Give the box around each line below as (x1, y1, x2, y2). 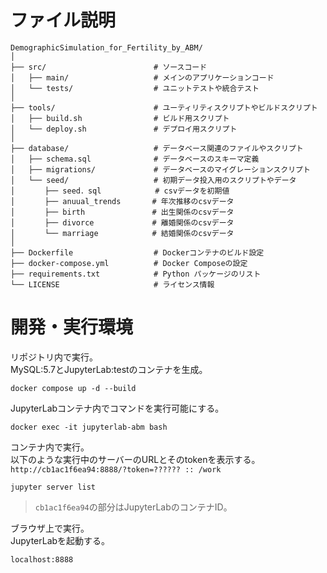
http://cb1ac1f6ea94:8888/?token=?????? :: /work (10, 464, 222, 475)
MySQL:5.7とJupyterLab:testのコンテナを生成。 (10, 363, 208, 375)
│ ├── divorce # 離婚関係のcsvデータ (10, 217, 235, 228)
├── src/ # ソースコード (10, 62, 208, 72)
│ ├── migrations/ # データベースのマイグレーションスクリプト (10, 164, 311, 175)
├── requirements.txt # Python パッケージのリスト (10, 269, 262, 279)
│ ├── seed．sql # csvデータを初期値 (10, 186, 230, 196)
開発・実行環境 (10, 316, 134, 339)
